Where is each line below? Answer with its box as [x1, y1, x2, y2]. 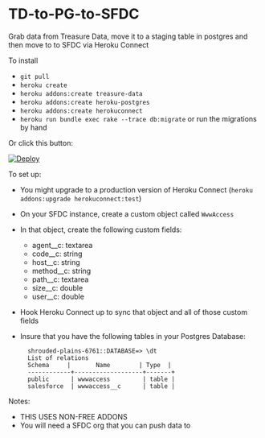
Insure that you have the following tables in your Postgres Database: [19, 331, 247, 341]
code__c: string [31, 249, 83, 258]
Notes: [8, 396, 31, 406]
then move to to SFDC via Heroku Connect [8, 39, 149, 49]
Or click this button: [8, 138, 74, 147]
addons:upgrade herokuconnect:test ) [19, 193, 142, 203]
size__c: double [31, 283, 84, 292]
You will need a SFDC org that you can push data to [19, 420, 191, 430]
